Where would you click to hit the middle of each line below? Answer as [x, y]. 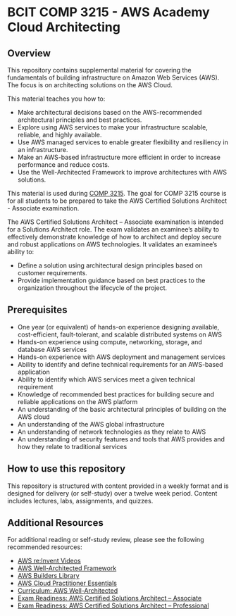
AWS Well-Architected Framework [67, 568]
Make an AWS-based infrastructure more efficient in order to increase [119, 157]
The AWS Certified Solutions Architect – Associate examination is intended [116, 222]
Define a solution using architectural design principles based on [110, 265]
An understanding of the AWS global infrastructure [91, 424]
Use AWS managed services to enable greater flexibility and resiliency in [123, 142]
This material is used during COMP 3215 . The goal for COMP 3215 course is [117, 193]
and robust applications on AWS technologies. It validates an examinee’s [112, 244]
